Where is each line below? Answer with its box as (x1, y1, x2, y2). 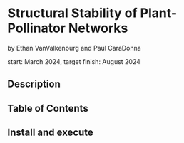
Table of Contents (7, 102, 89, 115)
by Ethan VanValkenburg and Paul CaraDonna (7, 43, 141, 52)
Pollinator (7, 20, 66, 36)
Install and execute (7, 127, 94, 139)
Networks (68, 20, 128, 36)
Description (7, 78, 61, 90)
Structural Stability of (7, 5, 138, 21)
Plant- (140, 5, 178, 21)
